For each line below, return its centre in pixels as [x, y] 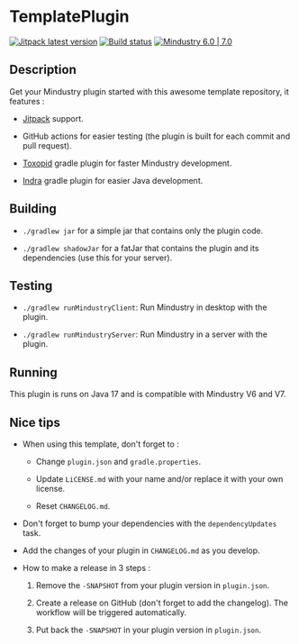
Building [33, 209]
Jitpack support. [53, 118]
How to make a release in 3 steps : [86, 568]
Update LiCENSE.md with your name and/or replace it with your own [159, 479]
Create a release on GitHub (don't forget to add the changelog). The [162, 603]
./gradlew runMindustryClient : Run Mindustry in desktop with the [145, 307]
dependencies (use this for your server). [97, 258]
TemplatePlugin [69, 17]
